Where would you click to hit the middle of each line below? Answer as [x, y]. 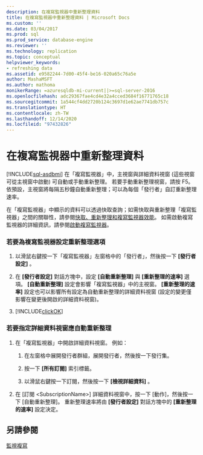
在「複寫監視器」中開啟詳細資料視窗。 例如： [71, 342]
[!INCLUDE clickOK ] [39, 312]
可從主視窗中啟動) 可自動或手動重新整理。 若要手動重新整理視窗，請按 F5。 [100, 182]
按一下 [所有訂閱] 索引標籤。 [60, 368]
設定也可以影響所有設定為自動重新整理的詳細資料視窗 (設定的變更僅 [108, 292]
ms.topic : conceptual [34, 57]
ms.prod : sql [23, 34]
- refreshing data [29, 68]
